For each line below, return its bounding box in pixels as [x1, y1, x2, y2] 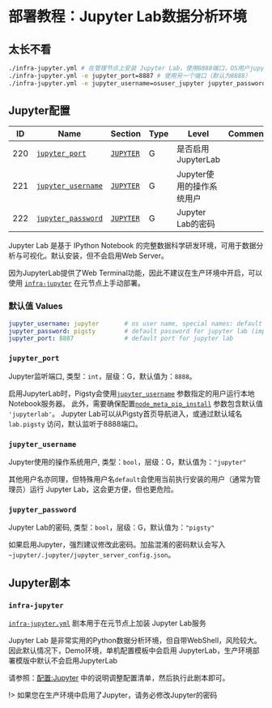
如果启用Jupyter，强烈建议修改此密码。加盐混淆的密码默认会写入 [8, 540, 226, 550]
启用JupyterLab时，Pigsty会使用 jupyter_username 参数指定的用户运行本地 [8, 388, 255, 398]
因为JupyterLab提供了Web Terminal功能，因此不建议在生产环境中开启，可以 [8, 268, 263, 278]
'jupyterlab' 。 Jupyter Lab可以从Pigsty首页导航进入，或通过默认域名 [8, 409, 243, 418]
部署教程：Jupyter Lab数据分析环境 [8, 7, 247, 26]
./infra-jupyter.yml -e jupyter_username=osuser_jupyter [8, 79, 205, 88]
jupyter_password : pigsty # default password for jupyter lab [8, 327, 249, 335]
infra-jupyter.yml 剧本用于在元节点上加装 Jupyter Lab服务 [8, 618, 206, 628]
